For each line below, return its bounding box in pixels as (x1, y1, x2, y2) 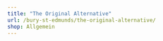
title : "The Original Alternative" (7, 10, 112, 17)
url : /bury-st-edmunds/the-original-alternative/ (7, 17, 157, 24)
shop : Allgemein (7, 23, 55, 30)
